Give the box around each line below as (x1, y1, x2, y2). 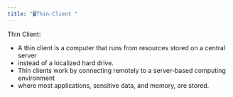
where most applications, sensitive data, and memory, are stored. (17, 81, 210, 89)
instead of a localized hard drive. (17, 58, 114, 67)
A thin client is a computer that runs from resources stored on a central (17, 43, 226, 52)
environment (17, 74, 55, 82)
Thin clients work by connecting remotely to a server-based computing (17, 66, 226, 74)
